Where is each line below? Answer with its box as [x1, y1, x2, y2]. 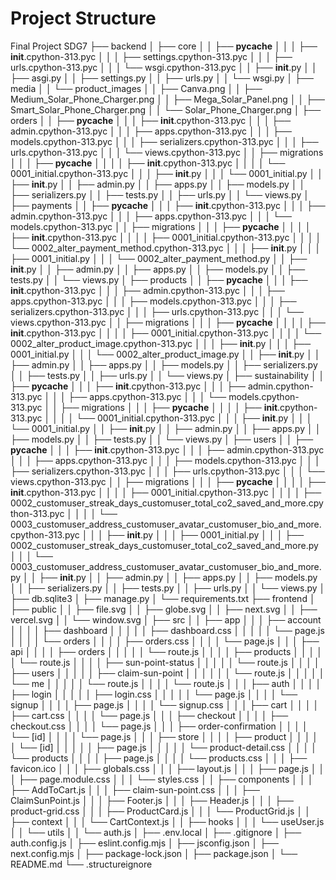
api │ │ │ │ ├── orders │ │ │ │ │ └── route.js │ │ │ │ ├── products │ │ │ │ [10, 645, 323, 657]
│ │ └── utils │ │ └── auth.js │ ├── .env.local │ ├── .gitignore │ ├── [10, 826, 302, 838]
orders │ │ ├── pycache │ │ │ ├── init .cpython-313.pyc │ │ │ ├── [10, 114, 292, 126]
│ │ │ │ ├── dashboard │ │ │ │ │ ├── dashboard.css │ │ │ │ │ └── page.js [10, 624, 325, 636]
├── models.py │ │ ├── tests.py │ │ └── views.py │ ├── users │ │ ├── [10, 433, 314, 445]
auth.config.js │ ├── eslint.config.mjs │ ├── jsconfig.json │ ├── [10, 837, 279, 849]
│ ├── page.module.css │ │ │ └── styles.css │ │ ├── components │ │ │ [10, 773, 314, 785]
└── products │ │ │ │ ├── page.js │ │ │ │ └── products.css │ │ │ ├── [10, 752, 308, 764]
